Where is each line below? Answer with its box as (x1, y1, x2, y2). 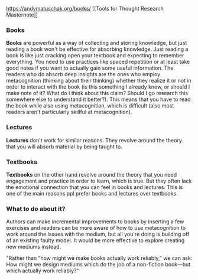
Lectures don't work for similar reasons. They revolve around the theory (6, 136, 182, 144)
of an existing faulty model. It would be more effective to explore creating (6, 237, 185, 244)
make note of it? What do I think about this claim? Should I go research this (6, 90, 188, 97)
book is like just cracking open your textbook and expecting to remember (6, 52, 184, 59)
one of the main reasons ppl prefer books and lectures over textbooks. (6, 190, 178, 197)
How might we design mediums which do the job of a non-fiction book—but (6, 261, 191, 268)
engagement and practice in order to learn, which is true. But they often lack (6, 177, 192, 184)
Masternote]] (6, 11, 38, 18)
